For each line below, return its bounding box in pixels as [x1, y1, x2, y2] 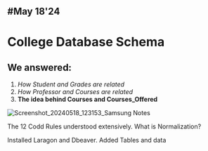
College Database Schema [7, 34, 165, 50]
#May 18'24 [7, 6, 60, 18]
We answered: [7, 61, 72, 73]
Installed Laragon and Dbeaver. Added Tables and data [7, 136, 167, 145]
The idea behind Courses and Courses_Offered [17, 95, 158, 104]
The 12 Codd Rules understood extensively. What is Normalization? [7, 122, 202, 131]
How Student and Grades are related [17, 80, 125, 88]
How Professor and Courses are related [17, 88, 134, 96]
